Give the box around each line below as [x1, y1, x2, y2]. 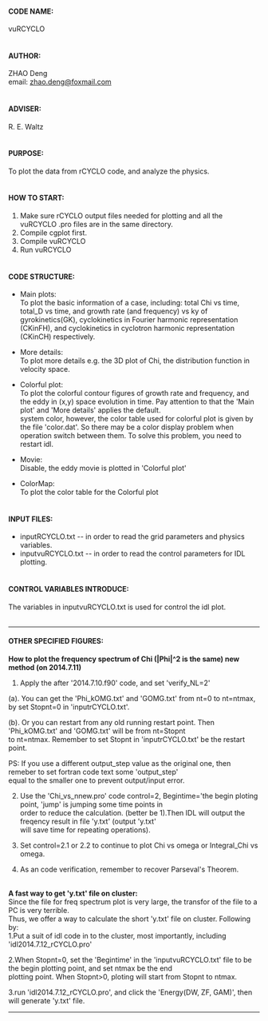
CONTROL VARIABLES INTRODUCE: [8, 584, 129, 594]
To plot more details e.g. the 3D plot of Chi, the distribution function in [19, 356, 250, 365]
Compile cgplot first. [19, 228, 88, 237]
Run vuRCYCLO [19, 245, 72, 255]
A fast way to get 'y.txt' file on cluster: [8, 888, 138, 898]
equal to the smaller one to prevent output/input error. [8, 776, 185, 785]
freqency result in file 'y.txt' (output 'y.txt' [19, 816, 157, 826]
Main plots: [19, 289, 57, 299]
